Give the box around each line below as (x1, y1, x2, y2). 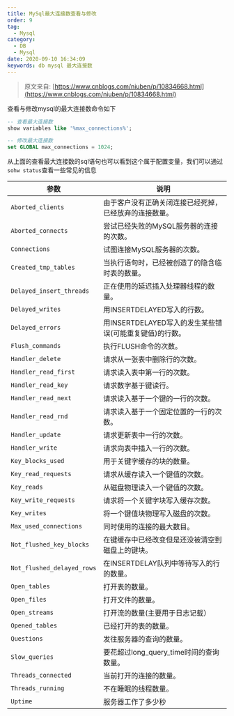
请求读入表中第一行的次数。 (103, 367, 194, 377)
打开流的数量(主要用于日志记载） (103, 608, 211, 618)
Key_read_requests (10, 470, 72, 478)
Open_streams (10, 609, 54, 617)
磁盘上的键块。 (103, 545, 153, 555)
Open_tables (10, 583, 51, 591)
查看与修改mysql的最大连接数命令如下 (7, 104, 116, 112)
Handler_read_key (10, 381, 68, 389)
